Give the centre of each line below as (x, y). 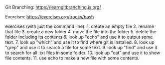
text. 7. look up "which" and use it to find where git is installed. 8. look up (80, 42)
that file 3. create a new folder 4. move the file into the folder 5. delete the (81, 32)
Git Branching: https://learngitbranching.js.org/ (53, 7)
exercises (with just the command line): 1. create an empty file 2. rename (80, 26)
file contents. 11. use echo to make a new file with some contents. (72, 58)
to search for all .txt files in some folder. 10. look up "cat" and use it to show (83, 53)
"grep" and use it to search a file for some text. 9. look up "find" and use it (81, 47)
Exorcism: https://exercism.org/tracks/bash (50, 17)
